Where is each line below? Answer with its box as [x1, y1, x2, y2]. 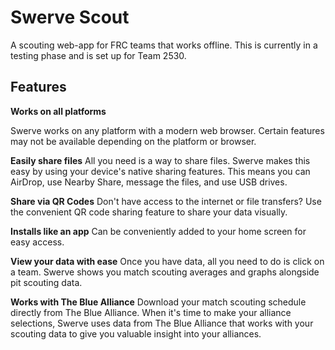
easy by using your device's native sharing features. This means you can [10, 165, 311, 177]
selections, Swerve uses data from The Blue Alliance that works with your [10, 317, 314, 329]
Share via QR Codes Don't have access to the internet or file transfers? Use [10, 195, 322, 207]
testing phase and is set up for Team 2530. [10, 49, 187, 61]
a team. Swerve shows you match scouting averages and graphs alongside [10, 266, 320, 278]
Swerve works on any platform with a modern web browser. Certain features [10, 124, 325, 136]
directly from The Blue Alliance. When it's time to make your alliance [10, 306, 292, 318]
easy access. [10, 236, 65, 248]
